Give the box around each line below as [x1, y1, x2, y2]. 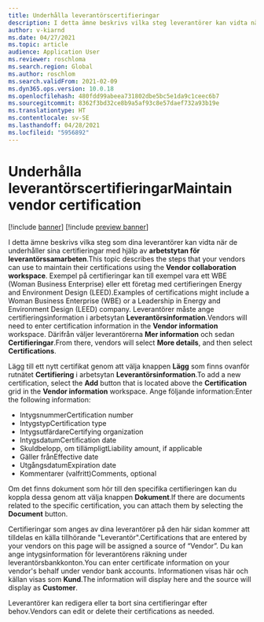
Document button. [8, 509, 68, 518]
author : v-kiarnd [8, 26, 65, 34]
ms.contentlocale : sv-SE [8, 114, 90, 122]
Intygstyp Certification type [19, 418, 107, 428]
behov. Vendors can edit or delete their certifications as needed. [8, 606, 214, 616]
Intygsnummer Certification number [19, 410, 134, 420]
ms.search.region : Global [8, 63, 93, 71]
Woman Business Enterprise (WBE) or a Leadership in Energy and [8, 296, 221, 305]
